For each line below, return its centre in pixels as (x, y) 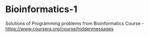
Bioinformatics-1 (41, 9)
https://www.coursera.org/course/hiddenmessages (59, 28)
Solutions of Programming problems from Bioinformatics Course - (75, 23)
